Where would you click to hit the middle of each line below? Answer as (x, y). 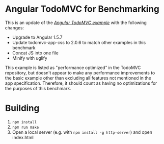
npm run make (26, 127)
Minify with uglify (30, 58)
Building (22, 108)
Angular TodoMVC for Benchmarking (82, 9)
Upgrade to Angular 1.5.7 (37, 37)
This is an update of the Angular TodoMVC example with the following (76, 23)
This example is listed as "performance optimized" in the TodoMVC (73, 68)
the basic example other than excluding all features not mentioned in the (78, 78)
